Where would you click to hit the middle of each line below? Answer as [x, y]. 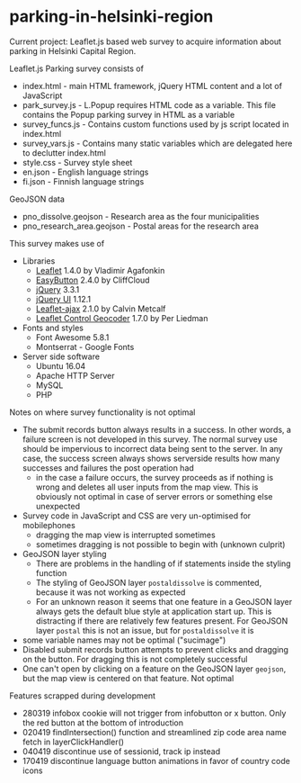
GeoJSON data [37, 199]
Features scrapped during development [82, 696]
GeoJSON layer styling [64, 553]
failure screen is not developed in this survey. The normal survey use [150, 439]
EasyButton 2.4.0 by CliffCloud [93, 280]
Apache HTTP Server [75, 375]
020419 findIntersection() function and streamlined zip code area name [155, 732]
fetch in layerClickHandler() [73, 742]
